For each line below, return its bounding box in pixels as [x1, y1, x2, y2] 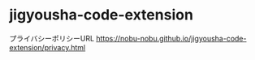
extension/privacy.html [9, 42, 86, 52]
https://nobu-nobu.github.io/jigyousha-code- [96, 33, 247, 43]
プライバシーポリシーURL [9, 33, 95, 43]
